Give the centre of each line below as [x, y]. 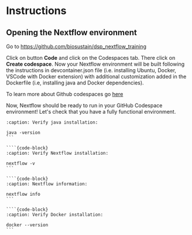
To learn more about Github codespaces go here [65, 94]
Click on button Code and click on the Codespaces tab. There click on [91, 58]
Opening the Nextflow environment [72, 33]
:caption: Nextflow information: [47, 184]
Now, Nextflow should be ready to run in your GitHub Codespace [84, 105]
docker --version [27, 225]
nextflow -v [20, 164]
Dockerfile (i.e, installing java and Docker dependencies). [75, 83]
